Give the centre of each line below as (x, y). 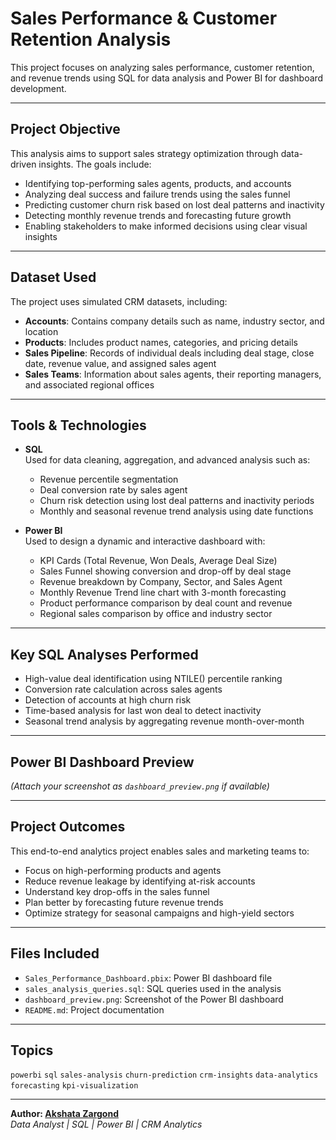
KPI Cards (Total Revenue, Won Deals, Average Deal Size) (158, 561)
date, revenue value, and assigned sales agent (120, 363)
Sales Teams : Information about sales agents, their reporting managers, (173, 374)
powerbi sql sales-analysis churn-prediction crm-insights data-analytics (164, 1075)
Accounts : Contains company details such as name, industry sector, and (174, 321)
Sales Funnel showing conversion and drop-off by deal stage (165, 571)
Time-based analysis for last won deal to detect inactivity (143, 711)
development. (38, 88)
